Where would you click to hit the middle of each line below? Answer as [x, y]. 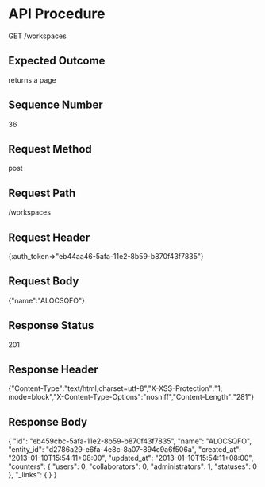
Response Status [51, 325]
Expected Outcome [57, 61]
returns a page [33, 79]
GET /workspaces [38, 36]
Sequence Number [56, 105]
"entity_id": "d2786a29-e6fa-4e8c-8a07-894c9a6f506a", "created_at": [125, 450]
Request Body [44, 282]
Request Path [42, 193]
